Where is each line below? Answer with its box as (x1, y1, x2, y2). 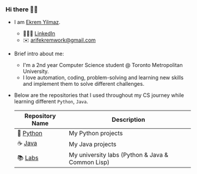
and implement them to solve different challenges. (22, 81, 145, 88)
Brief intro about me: (14, 50, 64, 58)
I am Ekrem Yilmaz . (14, 19, 61, 26)
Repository (24, 112, 56, 120)
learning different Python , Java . (14, 98, 89, 105)
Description (111, 116, 145, 124)
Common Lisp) (69, 158, 110, 166)
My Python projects (69, 129, 123, 138)
